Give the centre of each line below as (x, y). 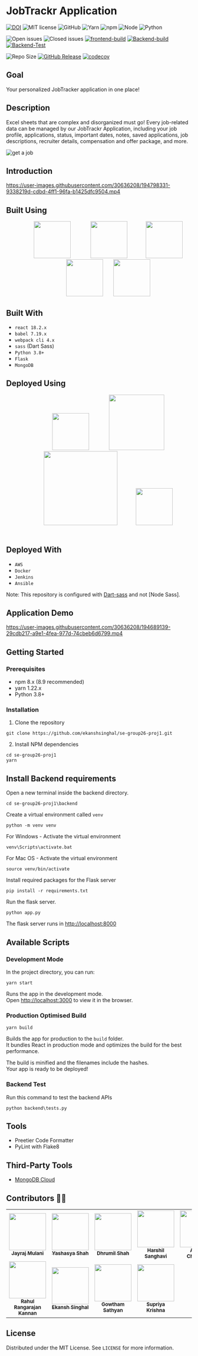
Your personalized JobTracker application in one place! (73, 89)
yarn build (19, 1028)
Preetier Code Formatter (44, 1141)
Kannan (28, 1313)
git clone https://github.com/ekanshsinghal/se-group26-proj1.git (89, 734)
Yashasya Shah (70, 1253)
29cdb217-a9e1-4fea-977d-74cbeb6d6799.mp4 (65, 634)
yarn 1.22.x (28, 688)
